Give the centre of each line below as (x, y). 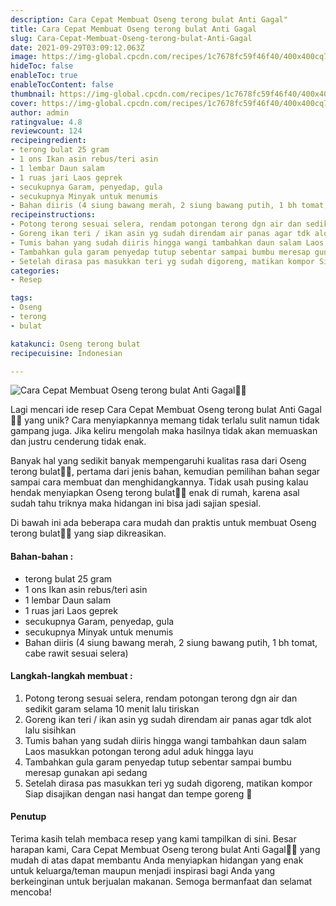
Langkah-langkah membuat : (71, 676)
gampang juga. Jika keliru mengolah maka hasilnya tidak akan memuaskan (164, 431)
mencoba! (31, 892)
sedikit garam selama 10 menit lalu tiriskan (112, 708)
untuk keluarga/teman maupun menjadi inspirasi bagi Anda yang (143, 870)
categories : (35, 271)
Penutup (28, 817)
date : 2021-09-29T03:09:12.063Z (77, 47)
